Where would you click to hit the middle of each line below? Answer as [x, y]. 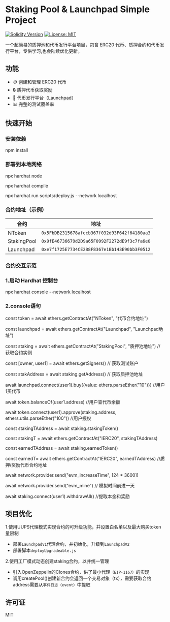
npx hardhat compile [27, 185]
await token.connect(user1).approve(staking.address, [61, 412]
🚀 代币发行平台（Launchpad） [44, 98]
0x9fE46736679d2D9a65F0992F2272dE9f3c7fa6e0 [96, 241]
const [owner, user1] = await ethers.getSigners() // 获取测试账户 [72, 363]
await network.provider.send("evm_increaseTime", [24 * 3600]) [72, 475]
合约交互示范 [21, 265]
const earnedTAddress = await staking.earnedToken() [62, 448]
